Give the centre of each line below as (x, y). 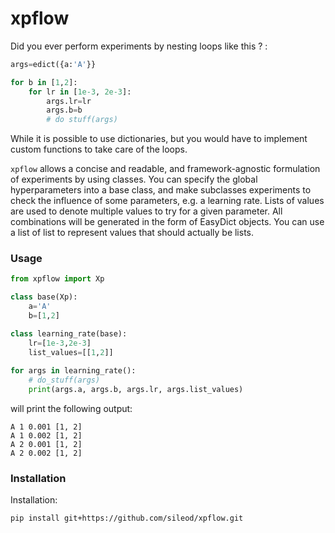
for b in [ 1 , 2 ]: (44, 82)
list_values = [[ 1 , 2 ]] (71, 352)
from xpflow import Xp (57, 279)
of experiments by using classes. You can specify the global (134, 179)
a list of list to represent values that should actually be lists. (132, 233)
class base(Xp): (44, 297)
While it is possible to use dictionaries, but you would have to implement (159, 139)
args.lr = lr (69, 101)
